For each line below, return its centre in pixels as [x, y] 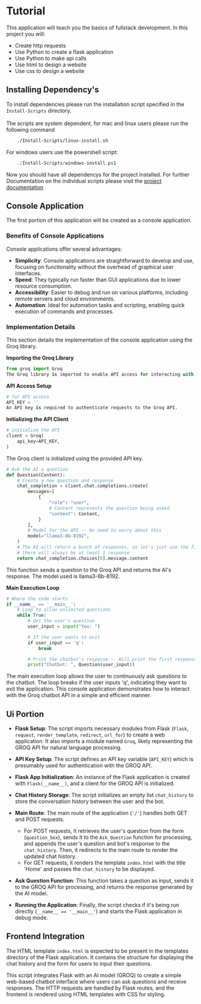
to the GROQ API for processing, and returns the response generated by [103, 887]
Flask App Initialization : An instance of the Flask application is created [102, 777]
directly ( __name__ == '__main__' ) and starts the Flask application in [98, 911]
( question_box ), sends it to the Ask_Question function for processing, [108, 837]
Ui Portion [25, 714]
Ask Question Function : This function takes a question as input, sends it [104, 881]
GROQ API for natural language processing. [68, 748]
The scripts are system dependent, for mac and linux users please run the [97, 123]
